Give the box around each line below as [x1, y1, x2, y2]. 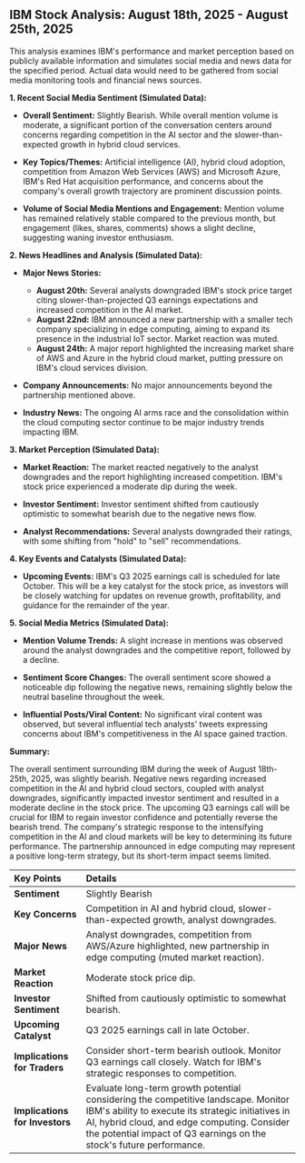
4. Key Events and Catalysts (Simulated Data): [9, 553, 187, 564]
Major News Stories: [22, 267, 102, 278]
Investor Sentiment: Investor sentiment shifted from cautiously [22, 498, 260, 509]
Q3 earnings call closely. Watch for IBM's [85, 1055, 261, 1068]
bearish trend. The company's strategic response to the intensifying [9, 821, 264, 832]
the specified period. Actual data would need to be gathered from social [9, 65, 279, 75]
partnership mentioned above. [22, 389, 136, 400]
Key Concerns [14, 907, 77, 920]
